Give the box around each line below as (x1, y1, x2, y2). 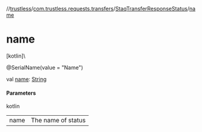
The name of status (31, 116, 86, 125)
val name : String (6, 75, 47, 83)
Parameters (6, 89, 36, 97)
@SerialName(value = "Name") (6, 64, 84, 71)
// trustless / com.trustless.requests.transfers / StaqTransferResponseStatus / (6, 5, 189, 12)
